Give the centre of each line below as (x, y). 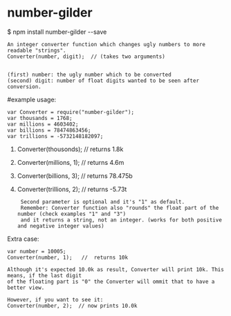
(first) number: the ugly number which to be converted (89, 75)
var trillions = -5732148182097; (55, 136)
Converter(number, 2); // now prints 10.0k (72, 306)
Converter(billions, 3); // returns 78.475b (75, 176)
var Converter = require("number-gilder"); (71, 112)
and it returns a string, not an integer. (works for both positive (121, 220)
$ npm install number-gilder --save (57, 32)
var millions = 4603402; (43, 124)
